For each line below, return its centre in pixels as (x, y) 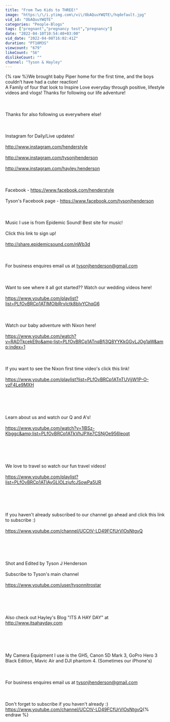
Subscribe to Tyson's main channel (42, 574)
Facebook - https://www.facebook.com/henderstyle (60, 190)
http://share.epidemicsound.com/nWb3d (48, 244)
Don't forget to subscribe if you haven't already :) (57, 704)
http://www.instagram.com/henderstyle (46, 147)
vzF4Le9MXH (20, 385)
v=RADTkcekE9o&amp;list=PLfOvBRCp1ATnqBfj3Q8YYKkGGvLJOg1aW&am (84, 342)
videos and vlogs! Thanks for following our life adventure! (65, 93)
